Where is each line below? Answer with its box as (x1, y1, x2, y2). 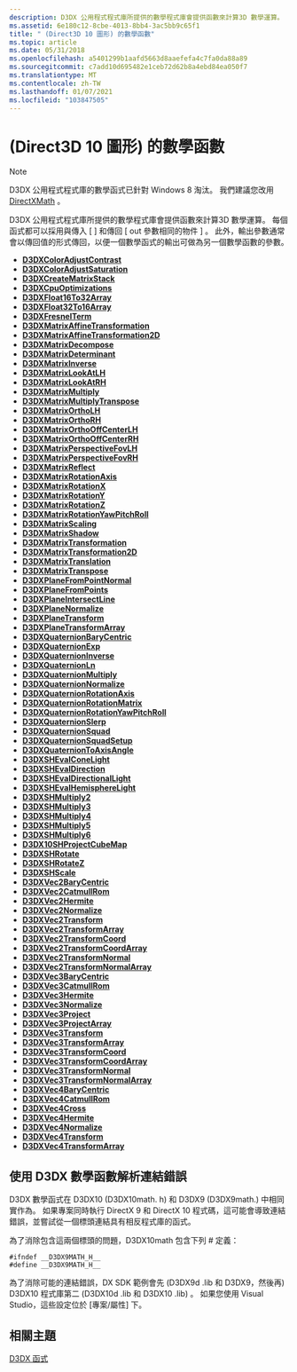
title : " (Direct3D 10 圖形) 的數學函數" (9, 29, 155, 38)
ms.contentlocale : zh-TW (9, 79, 101, 88)
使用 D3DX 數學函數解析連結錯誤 (9, 1169, 188, 1184)
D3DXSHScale (21, 867, 76, 879)
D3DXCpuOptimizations (21, 283, 113, 294)
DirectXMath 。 (9, 196, 66, 207)
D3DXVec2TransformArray (21, 924, 124, 934)
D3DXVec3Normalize (21, 999, 103, 1010)
